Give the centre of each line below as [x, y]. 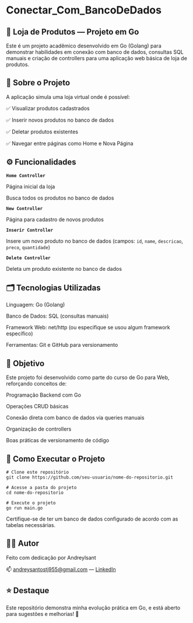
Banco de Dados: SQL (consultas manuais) [57, 316]
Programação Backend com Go [44, 395]
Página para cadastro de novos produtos [55, 219]
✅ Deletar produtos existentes [42, 132]
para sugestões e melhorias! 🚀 [43, 614]
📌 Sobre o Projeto [38, 83]
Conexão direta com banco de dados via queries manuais [75, 418]
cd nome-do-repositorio [35, 493]
